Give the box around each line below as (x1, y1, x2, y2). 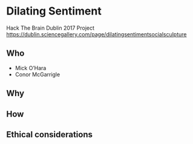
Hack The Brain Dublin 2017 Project (6, 24, 95, 31)
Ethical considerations (6, 129, 93, 140)
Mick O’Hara (15, 64, 47, 71)
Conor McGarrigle (15, 71, 61, 78)
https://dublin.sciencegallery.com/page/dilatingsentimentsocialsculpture (6, 30, 187, 38)
